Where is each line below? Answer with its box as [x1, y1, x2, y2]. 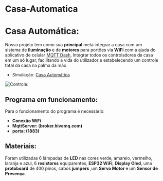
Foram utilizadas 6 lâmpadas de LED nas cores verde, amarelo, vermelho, [5, 155, 153, 161]
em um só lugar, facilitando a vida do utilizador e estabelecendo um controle [5, 57, 159, 63]
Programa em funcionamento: [5, 95, 98, 104]
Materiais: [5, 142, 36, 150]
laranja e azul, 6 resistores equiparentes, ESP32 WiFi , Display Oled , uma [5, 160, 152, 166]
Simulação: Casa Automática [12, 72, 70, 78]
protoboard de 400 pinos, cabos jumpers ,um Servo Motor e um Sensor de [5, 165, 158, 171]
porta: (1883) [12, 128, 40, 134]
